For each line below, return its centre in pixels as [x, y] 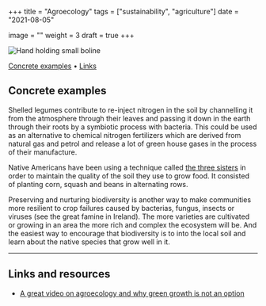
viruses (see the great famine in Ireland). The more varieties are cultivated [129, 216]
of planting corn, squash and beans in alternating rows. [98, 184]
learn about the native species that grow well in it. [89, 242]
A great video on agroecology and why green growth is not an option [132, 293]
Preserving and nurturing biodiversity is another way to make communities [130, 199]
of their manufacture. [43, 152]
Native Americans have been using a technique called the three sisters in [127, 167]
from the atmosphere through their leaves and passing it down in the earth [129, 118]
